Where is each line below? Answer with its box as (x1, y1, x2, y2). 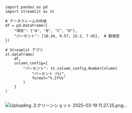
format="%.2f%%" (31, 76, 66, 81)
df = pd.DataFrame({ (5, 23, 48, 28)
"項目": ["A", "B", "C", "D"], (14, 28, 78, 33)
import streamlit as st (5, 9, 55, 14)
